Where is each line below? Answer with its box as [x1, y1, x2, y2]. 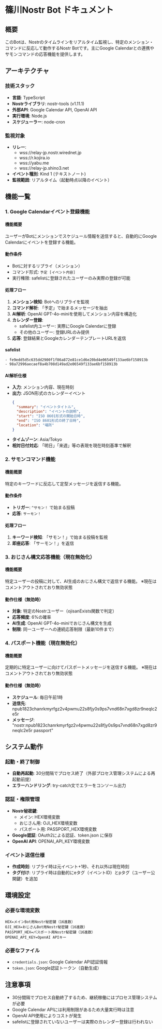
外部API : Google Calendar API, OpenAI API [12, 106, 97, 112]
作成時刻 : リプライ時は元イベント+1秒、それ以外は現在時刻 [12, 863, 130, 869]
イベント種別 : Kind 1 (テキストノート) [12, 171, 86, 176]
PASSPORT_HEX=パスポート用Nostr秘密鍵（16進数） [5, 929, 95, 935]
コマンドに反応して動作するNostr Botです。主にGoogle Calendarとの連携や [5, 45, 155, 51]
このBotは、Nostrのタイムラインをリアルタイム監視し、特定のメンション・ [5, 39, 154, 45]
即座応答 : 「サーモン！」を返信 [12, 540, 74, 546]
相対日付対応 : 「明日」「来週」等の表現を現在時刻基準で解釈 [12, 443, 132, 449]
